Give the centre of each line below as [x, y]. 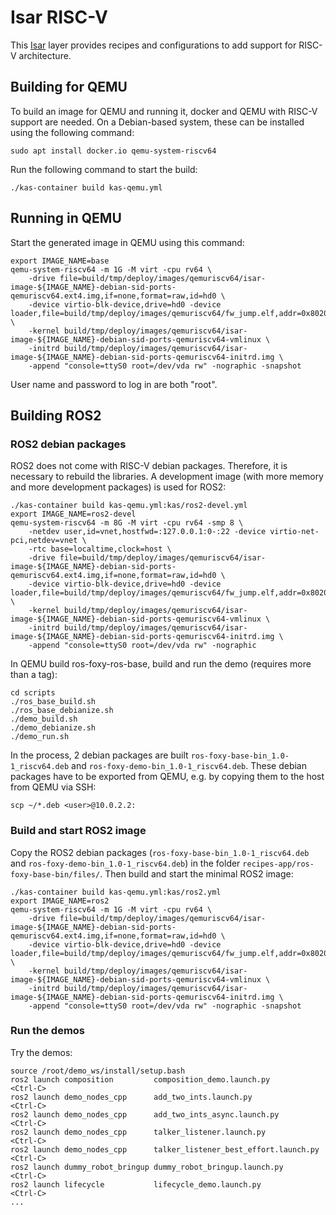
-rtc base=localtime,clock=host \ [100, 549]
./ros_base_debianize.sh [62, 711]
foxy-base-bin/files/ [55, 874]
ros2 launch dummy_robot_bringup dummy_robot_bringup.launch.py [147, 1167]
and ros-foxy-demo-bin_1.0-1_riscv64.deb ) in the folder [125, 863]
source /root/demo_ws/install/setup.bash [98, 1071]
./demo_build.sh [44, 719]
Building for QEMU [69, 87]
